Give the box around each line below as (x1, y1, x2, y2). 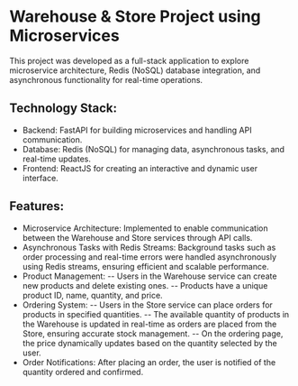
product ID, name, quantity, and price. (22, 289, 164, 300)
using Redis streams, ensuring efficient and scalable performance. (22, 261, 269, 271)
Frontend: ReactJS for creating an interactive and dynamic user (22, 162, 258, 173)
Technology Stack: (9, 101, 118, 116)
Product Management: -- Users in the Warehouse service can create (22, 271, 277, 281)
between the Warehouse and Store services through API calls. (22, 232, 253, 243)
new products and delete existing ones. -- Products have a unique (22, 280, 268, 290)
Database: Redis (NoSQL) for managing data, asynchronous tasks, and (22, 143, 285, 154)
